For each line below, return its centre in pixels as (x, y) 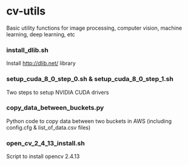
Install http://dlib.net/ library (41, 63)
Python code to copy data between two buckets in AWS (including (89, 121)
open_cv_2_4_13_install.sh (45, 143)
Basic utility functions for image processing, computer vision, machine (94, 28)
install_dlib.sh (27, 50)
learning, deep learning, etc (41, 34)
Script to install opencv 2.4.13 (43, 156)
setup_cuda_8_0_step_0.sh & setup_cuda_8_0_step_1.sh (90, 79)
